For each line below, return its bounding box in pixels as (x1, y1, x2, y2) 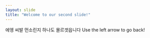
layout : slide (5, 7, 36, 13)
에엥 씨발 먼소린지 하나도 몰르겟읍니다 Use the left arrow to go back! (5, 26, 145, 33)
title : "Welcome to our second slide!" (5, 12, 91, 17)
